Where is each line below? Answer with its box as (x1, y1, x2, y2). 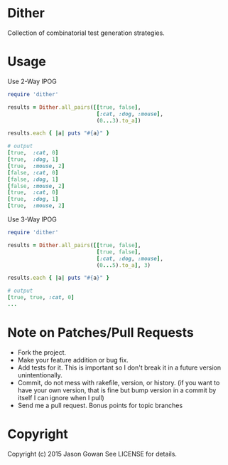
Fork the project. (17, 348, 67, 357)
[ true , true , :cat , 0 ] (7, 294, 75, 301)
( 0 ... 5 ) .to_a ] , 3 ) (96, 261, 151, 268)
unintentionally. (17, 370, 63, 379)
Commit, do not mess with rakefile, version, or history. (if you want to (17, 378, 220, 387)
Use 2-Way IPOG (7, 77, 57, 85)
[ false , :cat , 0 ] (7, 169, 59, 176)
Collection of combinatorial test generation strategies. (7, 28, 165, 37)
